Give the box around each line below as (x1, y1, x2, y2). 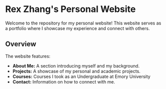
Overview (5, 40, 37, 48)
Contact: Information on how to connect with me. (12, 78, 116, 84)
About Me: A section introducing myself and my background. (12, 62, 140, 68)
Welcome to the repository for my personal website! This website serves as (5, 20, 161, 26)
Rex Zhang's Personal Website (5, 3, 136, 15)
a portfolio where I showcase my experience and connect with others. (5, 25, 150, 31)
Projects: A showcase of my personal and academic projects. (12, 68, 141, 74)
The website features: (5, 53, 51, 59)
